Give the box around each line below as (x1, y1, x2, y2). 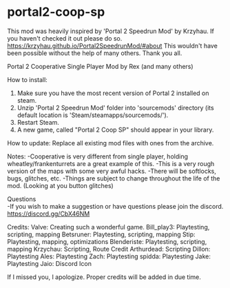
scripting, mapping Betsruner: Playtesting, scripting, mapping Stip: (7, 230, 196, 238)
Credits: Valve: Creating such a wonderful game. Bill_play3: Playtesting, (7, 223, 210, 231)
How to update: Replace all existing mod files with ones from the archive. (7, 138, 214, 147)
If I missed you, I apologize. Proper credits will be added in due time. (7, 273, 202, 281)
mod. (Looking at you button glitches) (7, 181, 114, 189)
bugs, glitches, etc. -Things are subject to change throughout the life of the (7, 174, 220, 183)
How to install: (7, 75, 48, 83)
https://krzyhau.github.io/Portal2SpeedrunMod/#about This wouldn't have (7, 41, 218, 50)
